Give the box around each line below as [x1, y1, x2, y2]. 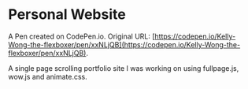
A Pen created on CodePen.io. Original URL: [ [8, 32, 155, 41]
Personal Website [8, 6, 126, 24]
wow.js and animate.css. [8, 72, 88, 81]
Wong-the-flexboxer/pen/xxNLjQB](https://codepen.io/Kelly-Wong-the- [8, 39, 241, 49]
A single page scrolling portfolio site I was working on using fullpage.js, [8, 63, 239, 72]
